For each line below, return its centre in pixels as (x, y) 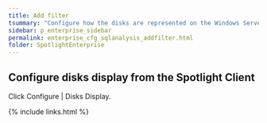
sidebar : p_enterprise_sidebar (60, 30)
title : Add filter (39, 15)
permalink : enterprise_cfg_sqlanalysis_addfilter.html (101, 38)
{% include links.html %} (48, 111)
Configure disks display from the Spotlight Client (132, 77)
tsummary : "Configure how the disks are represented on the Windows (124, 23)
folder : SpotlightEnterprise (56, 45)
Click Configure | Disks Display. (60, 96)
